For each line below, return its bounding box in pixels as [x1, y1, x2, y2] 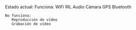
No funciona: [5, 13, 32, 18]
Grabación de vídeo [11, 21, 51, 26]
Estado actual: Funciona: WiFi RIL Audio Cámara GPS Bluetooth [5, 4, 132, 10]
